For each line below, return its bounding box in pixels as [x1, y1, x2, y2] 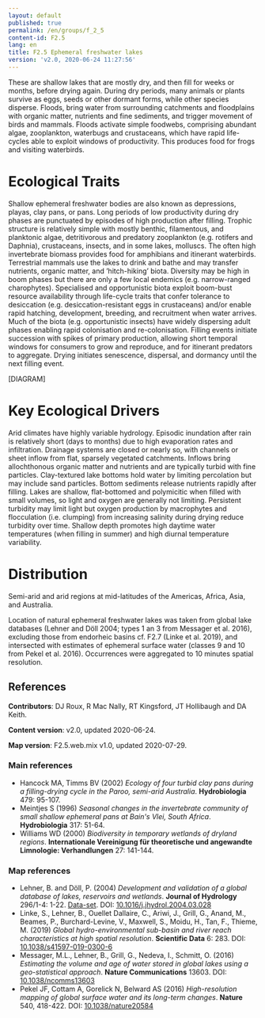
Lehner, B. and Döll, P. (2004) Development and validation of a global [19, 883, 248, 893]
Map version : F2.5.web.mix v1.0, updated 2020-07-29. [8, 740, 187, 749]
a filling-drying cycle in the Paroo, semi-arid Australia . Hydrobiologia [19, 786, 247, 796]
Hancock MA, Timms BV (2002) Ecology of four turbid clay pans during [19, 778, 254, 787]
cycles [8, 136, 30, 146]
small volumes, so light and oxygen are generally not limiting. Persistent [8, 495, 241, 505]
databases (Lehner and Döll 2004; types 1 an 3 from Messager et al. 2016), [8, 623, 252, 633]
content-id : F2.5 [8, 33, 66, 42]
